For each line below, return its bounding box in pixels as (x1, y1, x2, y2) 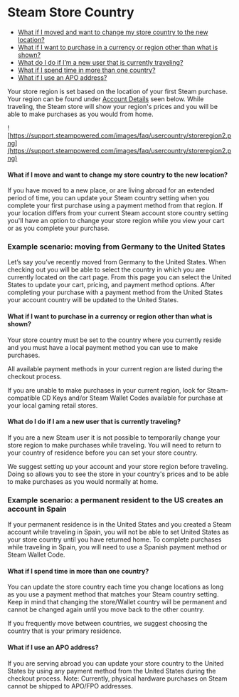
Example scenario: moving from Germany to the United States (7, 242, 225, 252)
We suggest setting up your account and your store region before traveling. (7, 462, 228, 470)
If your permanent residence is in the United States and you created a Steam (7, 520, 232, 529)
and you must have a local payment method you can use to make (7, 343, 198, 351)
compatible (7, 393, 41, 402)
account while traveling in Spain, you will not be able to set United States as (7, 528, 229, 537)
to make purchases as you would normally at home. (7, 477, 159, 485)
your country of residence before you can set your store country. (7, 448, 198, 457)
